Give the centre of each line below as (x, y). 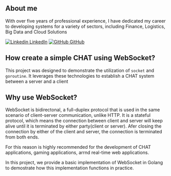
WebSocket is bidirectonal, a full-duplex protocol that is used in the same (83, 110)
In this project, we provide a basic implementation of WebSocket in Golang (84, 163)
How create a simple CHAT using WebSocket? (80, 58)
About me (21, 8)
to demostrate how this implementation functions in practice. (70, 168)
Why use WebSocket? (41, 98)
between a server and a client (37, 81)
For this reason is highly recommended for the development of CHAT (78, 147)
